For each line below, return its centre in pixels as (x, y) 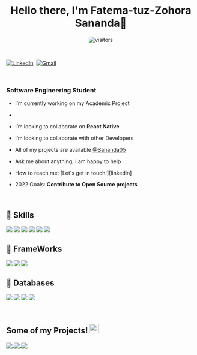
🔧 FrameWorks (34, 249)
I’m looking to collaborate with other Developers (74, 138)
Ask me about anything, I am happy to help (68, 161)
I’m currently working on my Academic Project (72, 103)
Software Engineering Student (51, 90)
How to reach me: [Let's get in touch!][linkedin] (73, 173)
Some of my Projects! (47, 331)
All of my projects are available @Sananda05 (70, 150)
